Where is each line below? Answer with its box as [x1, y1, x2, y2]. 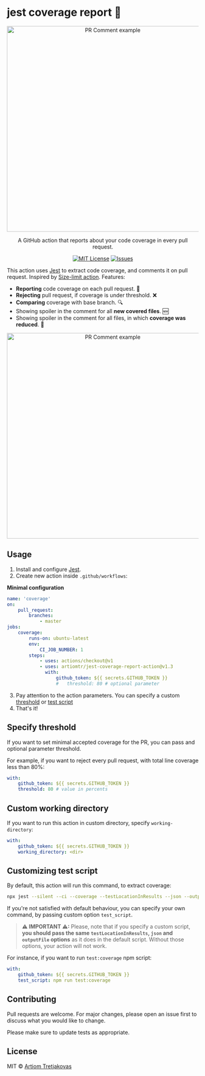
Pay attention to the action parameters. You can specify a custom [15, 692, 180, 699]
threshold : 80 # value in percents [18, 786, 108, 793]
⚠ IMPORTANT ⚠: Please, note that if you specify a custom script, [21, 923, 190, 930]
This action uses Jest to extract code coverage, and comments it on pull [7, 266, 188, 274]
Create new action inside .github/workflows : [15, 572, 128, 579]
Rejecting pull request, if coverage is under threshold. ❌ [15, 291, 157, 299]
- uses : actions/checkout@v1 [39, 658, 114, 664]
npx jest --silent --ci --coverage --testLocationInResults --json [7, 894, 182, 900]
